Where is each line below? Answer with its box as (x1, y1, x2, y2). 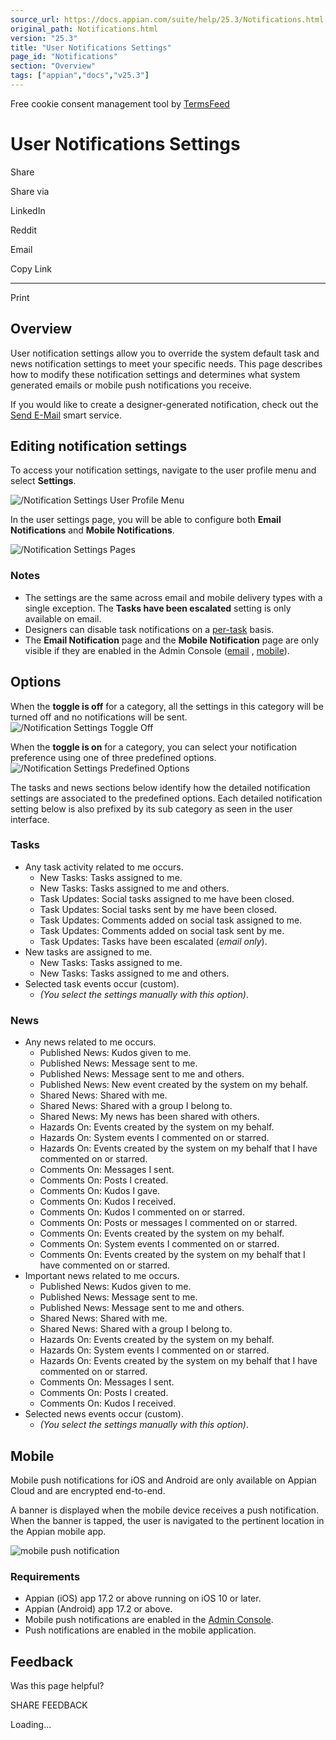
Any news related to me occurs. (24, 1036, 157, 1048)
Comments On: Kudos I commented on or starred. (39, 1206, 245, 1218)
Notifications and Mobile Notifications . (10, 524, 175, 536)
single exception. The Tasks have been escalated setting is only (24, 602, 292, 614)
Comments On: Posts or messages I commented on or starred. (39, 1217, 298, 1229)
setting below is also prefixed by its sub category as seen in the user (10, 802, 293, 815)
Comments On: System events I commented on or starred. (39, 1238, 280, 1250)
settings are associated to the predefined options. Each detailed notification (10, 792, 323, 804)
